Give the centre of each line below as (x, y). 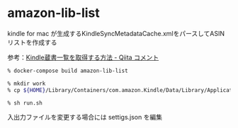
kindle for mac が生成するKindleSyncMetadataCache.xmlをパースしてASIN (116, 33)
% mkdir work (27, 83)
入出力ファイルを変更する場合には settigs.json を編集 (85, 117)
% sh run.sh (25, 103)
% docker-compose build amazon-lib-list (68, 71)
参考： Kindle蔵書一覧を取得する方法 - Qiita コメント (83, 57)
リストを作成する (32, 42)
